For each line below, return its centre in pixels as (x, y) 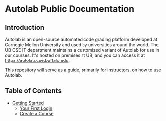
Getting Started (28, 103)
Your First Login (36, 108)
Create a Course (37, 113)
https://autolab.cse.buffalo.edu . (38, 60)
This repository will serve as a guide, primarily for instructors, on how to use (83, 70)
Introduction (25, 28)
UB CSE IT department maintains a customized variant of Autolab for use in (82, 50)
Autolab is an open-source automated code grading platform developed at (81, 39)
